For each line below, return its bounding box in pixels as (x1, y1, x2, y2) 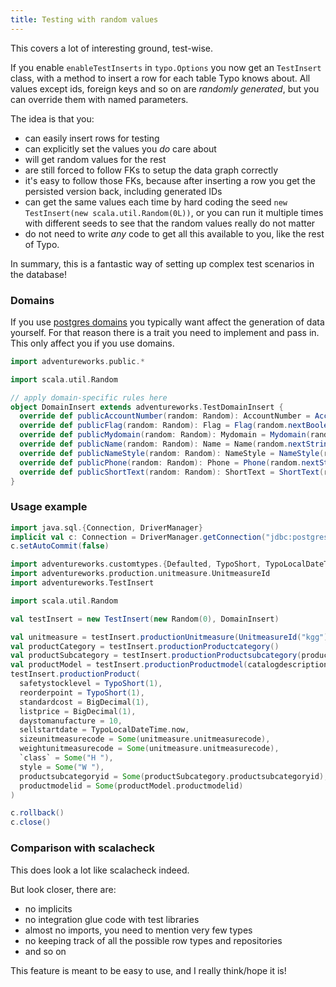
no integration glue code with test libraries (24, 913, 200, 925)
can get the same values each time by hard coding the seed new (24, 196, 288, 208)
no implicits (24, 902, 73, 915)
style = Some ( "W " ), (19, 762, 105, 772)
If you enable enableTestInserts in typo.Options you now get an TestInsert (10, 61, 322, 73)
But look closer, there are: (10, 883, 117, 895)
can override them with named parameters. (10, 93, 189, 105)
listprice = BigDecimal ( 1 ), (19, 706, 137, 716)
